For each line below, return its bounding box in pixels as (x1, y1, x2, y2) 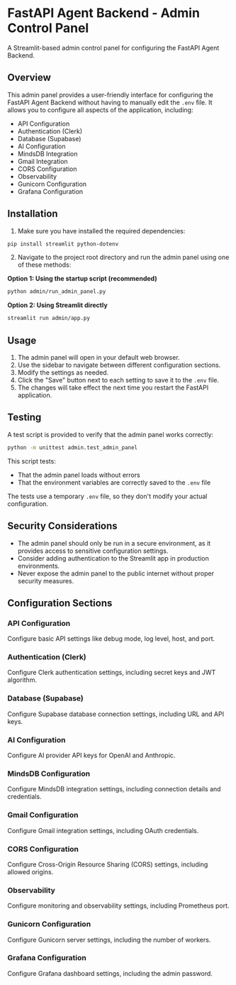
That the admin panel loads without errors (17, 471, 140, 479)
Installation (7, 208, 58, 220)
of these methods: (17, 260, 72, 269)
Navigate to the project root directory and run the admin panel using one (17, 253, 230, 262)
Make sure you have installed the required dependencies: (17, 226, 186, 235)
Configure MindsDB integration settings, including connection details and (7, 785, 221, 793)
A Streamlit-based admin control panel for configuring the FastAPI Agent (7, 43, 220, 52)
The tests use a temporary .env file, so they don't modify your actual (7, 492, 208, 500)
